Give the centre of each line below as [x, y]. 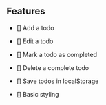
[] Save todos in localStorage [57, 81]
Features [26, 11]
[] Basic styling [38, 94]
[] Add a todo [35, 27]
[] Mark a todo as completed [57, 54]
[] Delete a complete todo [53, 67]
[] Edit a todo [35, 41]
